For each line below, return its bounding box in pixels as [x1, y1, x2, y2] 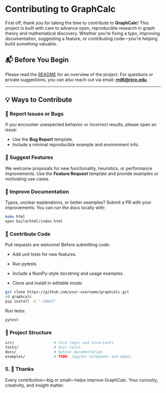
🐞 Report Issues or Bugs [5, 110, 64, 117]
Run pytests [12, 261, 37, 267]
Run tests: [5, 307, 26, 313]
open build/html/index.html [5, 218, 63, 223]
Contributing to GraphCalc [5, 3, 116, 15]
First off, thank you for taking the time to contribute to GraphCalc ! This [5, 20, 149, 26]
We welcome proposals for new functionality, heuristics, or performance [5, 165, 152, 171]
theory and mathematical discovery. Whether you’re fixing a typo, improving [5, 30, 160, 36]
